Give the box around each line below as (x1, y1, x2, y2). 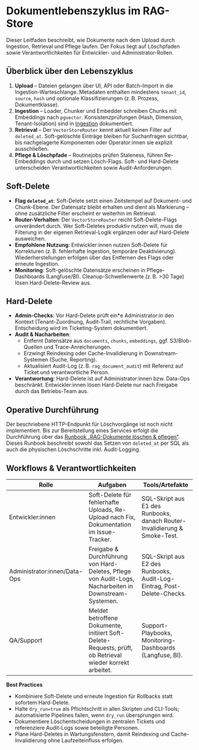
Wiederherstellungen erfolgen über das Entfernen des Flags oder (14, 254, 174, 261)
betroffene (88, 614, 118, 622)
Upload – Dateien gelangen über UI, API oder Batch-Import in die (14, 82, 174, 89)
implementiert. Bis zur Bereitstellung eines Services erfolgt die (6, 427, 159, 434)
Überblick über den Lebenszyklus (6, 67, 133, 77)
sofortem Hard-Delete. (14, 699, 70, 706)
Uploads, (88, 506, 114, 514)
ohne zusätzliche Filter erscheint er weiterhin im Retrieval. (14, 210, 157, 217)
